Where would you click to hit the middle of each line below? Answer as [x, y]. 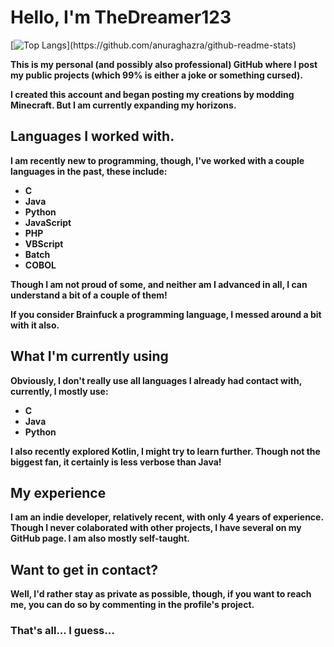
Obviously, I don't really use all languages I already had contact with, [156, 380]
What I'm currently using [89, 356]
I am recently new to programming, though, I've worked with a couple [157, 160]
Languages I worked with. [92, 136]
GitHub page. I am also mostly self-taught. [100, 538]
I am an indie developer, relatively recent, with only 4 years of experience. [167, 517]
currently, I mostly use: [59, 391]
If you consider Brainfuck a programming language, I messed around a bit [166, 314]
